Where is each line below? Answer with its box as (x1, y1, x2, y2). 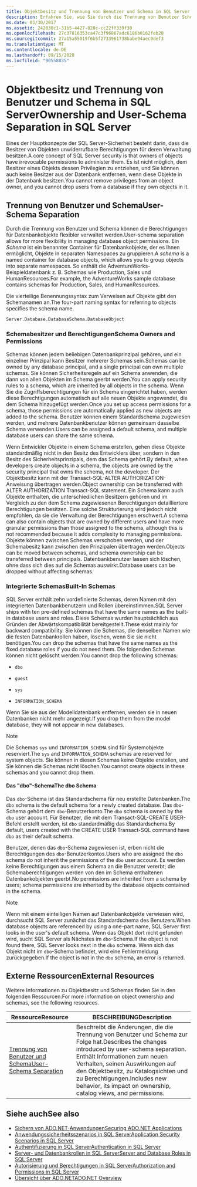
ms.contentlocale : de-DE (6, 47, 67, 53)
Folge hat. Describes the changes (76, 1037, 167, 1046)
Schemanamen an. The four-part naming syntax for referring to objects (6, 299, 176, 306)
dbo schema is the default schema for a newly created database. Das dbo (6, 802, 182, 809)
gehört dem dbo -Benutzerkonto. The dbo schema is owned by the (27, 808, 183, 815)
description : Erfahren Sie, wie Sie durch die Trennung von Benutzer (6, 14, 180, 20)
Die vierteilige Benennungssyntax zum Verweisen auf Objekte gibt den (6, 293, 177, 300)
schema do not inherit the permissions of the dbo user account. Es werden (6, 857, 185, 864)
